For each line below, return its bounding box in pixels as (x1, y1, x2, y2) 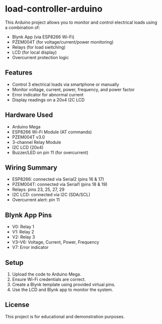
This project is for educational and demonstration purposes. (5, 313, 125, 319)
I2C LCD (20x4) (12, 144, 44, 150)
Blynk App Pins (5, 211, 52, 219)
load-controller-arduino (5, 3, 103, 15)
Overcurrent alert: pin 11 (12, 197, 60, 203)
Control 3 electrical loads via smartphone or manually (12, 81, 119, 87)
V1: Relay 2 (12, 229, 34, 235)
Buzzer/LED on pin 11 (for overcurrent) (12, 149, 89, 155)
